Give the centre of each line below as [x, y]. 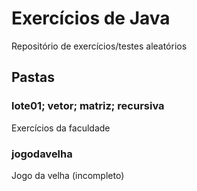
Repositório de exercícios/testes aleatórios [99, 46]
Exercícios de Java [91, 18]
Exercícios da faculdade [61, 128]
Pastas [33, 77]
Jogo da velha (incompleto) [68, 175]
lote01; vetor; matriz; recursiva [88, 106]
